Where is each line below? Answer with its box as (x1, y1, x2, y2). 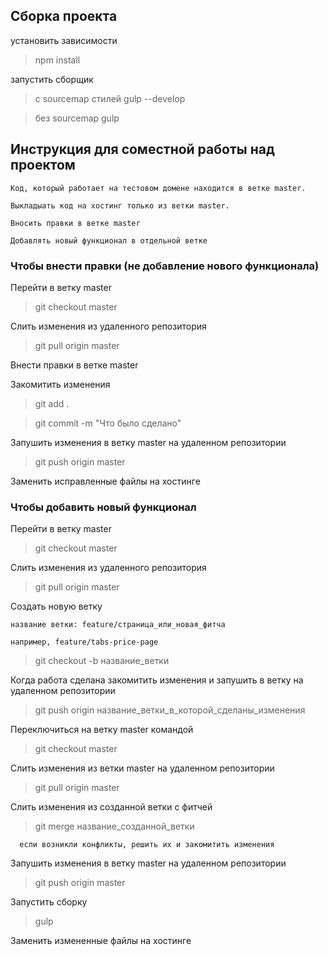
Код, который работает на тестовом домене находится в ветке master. (10, 183, 307, 193)
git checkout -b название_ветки (34, 655, 170, 667)
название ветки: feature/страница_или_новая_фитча (10, 620, 226, 630)
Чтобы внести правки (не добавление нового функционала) (10, 259, 320, 273)
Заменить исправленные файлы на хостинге (10, 475, 201, 487)
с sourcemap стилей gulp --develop (34, 92, 186, 104)
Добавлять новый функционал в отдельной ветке (10, 235, 208, 246)
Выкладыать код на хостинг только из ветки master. (10, 200, 230, 211)
